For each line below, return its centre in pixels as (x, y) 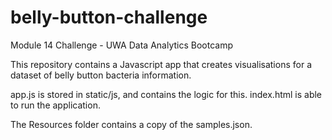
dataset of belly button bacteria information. (101, 75)
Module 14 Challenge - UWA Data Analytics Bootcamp (121, 45)
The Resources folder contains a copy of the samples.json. (131, 124)
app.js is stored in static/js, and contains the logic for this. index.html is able (166, 94)
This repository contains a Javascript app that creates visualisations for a (161, 64)
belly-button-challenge (109, 17)
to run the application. (55, 105)
